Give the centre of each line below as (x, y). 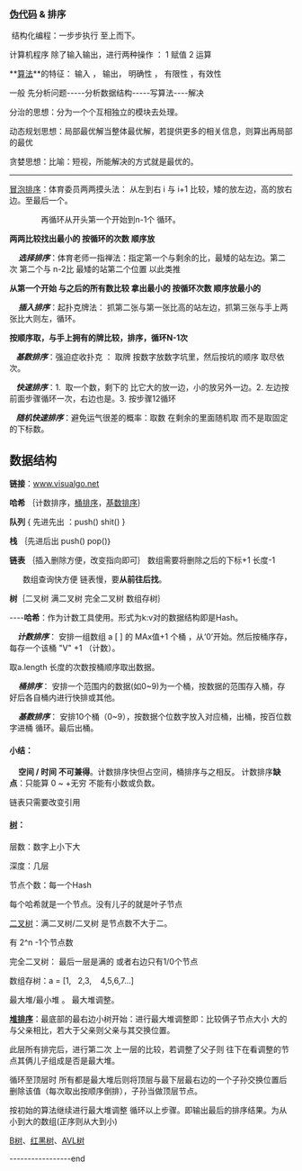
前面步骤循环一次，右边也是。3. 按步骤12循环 (93, 399)
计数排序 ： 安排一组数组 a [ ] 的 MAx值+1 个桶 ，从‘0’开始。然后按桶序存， (154, 637)
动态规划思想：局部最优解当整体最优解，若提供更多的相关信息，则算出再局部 (151, 132)
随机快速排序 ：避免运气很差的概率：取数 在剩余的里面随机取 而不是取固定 (152, 418)
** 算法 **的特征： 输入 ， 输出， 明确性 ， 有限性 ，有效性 (115, 74)
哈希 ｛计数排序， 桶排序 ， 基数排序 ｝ (77, 503)
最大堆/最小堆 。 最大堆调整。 (64, 999)
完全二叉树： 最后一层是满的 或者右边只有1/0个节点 (104, 961)
